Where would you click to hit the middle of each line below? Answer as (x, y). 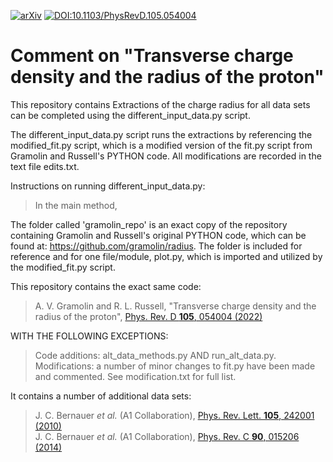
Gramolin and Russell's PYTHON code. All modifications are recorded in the (166, 156)
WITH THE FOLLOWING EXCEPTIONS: (89, 336)
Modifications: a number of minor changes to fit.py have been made (175, 366)
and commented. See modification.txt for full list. (135, 376)
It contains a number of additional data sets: (101, 396)
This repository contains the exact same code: (106, 286)
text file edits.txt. (45, 166)
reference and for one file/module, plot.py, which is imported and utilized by (166, 256)
